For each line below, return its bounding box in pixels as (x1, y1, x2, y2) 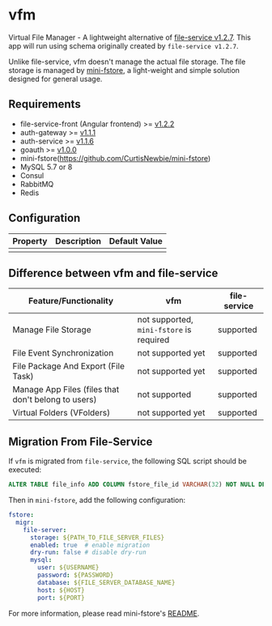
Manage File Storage (12, 324, 91, 335)
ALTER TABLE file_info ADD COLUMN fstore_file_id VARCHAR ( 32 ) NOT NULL (8, 480, 255, 489)
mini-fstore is (137, 324, 192, 335)
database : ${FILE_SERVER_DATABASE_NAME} (37, 578, 176, 586)
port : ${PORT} (37, 594, 85, 602)
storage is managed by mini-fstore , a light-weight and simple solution (8, 65, 240, 75)
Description (55, 235, 102, 246)
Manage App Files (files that (12, 384, 120, 395)
